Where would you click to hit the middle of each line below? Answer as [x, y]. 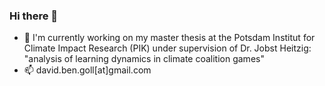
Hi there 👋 [34, 16]
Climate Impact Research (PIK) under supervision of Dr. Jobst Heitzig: [167, 48]
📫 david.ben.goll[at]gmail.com [87, 70]
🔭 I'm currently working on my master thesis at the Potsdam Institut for [169, 38]
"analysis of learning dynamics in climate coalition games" [144, 59]
